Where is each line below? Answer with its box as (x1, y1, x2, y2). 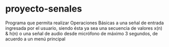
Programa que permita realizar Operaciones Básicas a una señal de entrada (5, 20, 164, 26)
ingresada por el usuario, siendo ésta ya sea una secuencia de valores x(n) (5, 25, 163, 31)
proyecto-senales (5, 3, 82, 15)
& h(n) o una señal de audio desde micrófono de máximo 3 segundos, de (5, 30, 158, 36)
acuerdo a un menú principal (5, 36, 66, 42)
